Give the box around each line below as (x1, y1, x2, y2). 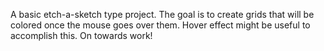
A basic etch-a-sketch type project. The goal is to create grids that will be (10, 9, 315, 20)
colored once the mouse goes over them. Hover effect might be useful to (10, 19, 311, 31)
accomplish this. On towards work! (10, 30, 153, 41)
